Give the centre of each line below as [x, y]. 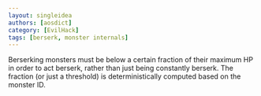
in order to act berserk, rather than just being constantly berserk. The [121, 68]
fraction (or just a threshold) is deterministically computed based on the [125, 76]
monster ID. [27, 85]
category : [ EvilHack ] [44, 30]
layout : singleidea [40, 15]
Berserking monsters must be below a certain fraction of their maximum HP [131, 60]
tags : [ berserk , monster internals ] [68, 37]
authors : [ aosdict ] [40, 23]
